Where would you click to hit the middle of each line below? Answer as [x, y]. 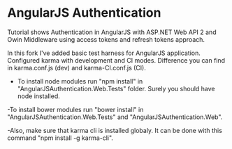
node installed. [39, 96]
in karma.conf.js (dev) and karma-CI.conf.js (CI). [77, 68]
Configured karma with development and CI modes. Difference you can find [116, 60]
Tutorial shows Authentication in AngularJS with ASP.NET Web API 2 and [112, 32]
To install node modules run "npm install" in [80, 81]
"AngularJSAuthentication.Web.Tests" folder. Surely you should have [116, 88]
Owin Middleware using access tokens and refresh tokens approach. [106, 39]
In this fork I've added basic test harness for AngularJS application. [104, 53]
